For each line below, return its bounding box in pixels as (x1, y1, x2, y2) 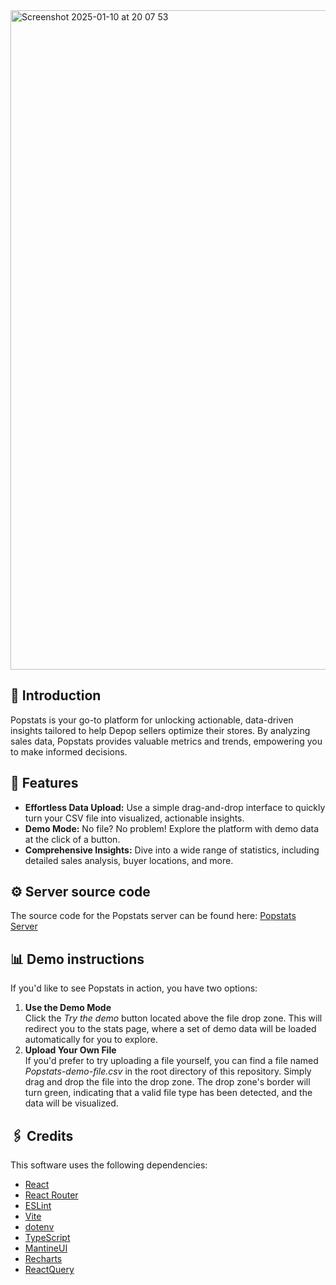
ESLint (24, 1200, 52, 1212)
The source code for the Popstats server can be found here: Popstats (10, 910, 297, 922)
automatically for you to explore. (24, 1034, 158, 1046)
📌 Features (10, 775, 79, 792)
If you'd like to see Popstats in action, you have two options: (10, 982, 258, 994)
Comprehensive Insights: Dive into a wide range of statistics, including (24, 844, 320, 856)
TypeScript (24, 1232, 71, 1244)
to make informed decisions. (10, 745, 128, 758)
